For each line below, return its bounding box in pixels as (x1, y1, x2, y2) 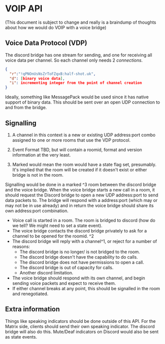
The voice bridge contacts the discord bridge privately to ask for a (12, 228, 147, 233)
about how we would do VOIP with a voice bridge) (5, 24, 107, 30)
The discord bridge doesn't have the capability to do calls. (19, 254, 138, 260)
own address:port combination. (5, 208, 69, 214)
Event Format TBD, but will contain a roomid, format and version (12, 147, 142, 153)
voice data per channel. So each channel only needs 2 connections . (5, 57, 143, 63)
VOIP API (5, 3, 43, 14)
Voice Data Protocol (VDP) (5, 39, 88, 47)
